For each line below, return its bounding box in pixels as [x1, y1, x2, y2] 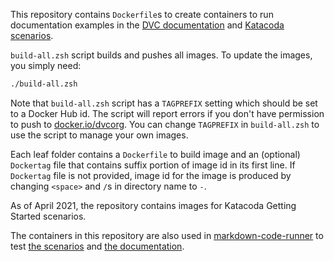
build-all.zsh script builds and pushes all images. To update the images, [10, 49, 313, 61]
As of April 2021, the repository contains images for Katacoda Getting [10, 199, 297, 211]
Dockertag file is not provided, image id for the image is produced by [10, 169, 292, 181]
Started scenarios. [10, 210, 87, 222]
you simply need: [10, 60, 82, 71]
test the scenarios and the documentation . [10, 240, 185, 252]
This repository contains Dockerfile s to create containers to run [10, 9, 274, 20]
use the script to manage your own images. [10, 129, 189, 141]
